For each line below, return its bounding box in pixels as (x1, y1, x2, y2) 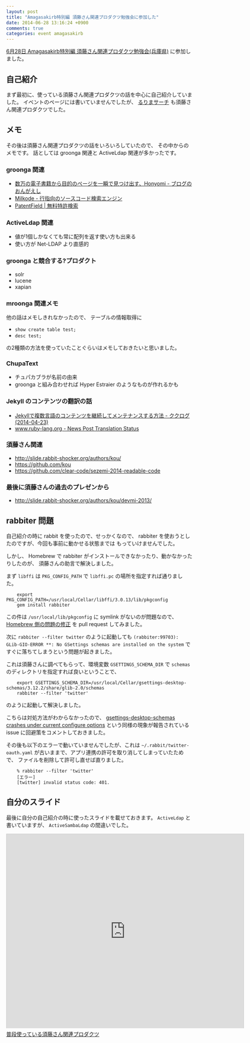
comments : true (6, 25, 44, 31)
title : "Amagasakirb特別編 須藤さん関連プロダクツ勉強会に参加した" (6, 14, 159, 20)
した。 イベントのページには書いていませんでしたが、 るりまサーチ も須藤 (6, 98, 187, 106)
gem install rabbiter (17, 602, 70, 608)
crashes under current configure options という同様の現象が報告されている (6, 721, 190, 728)
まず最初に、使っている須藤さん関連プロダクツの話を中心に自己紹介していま (6, 91, 193, 98)
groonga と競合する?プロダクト (6, 257, 97, 265)
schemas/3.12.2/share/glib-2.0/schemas (6, 685, 105, 691)
